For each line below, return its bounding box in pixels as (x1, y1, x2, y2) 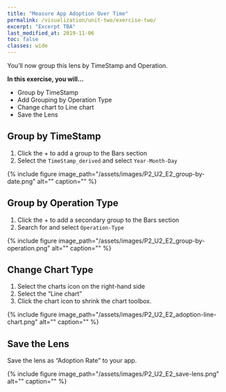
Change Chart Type (7, 264, 94, 276)
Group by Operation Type (7, 197, 119, 209)
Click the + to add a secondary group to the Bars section (17, 216, 180, 224)
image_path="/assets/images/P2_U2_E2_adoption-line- (58, 310, 217, 319)
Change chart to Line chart (17, 103, 94, 111)
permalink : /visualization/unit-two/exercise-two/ (7, 17, 157, 24)
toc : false (7, 36, 39, 43)
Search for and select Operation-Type (17, 223, 125, 231)
